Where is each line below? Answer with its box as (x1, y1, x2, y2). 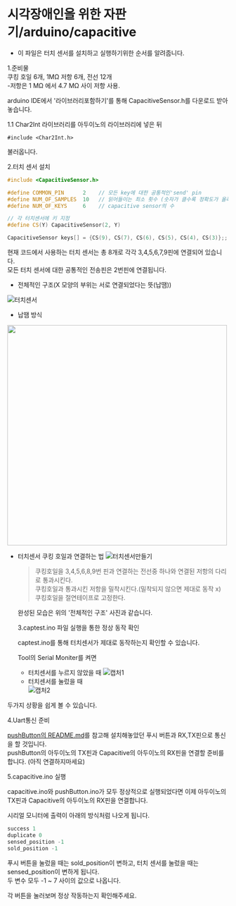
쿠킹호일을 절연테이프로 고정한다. (34, 594, 126, 602)
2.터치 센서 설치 (7, 162, 51, 171)
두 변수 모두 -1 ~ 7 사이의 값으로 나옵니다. (7, 876, 122, 885)
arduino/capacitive (23, 24, 137, 40)
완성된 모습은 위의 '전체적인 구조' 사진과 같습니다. (17, 608, 153, 617)
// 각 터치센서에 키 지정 (7, 215, 70, 222)
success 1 (7, 826, 37, 833)
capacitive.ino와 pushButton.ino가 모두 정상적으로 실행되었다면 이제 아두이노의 (7, 788, 227, 796)
